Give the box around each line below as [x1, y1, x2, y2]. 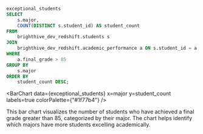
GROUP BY [6, 62, 29, 68]
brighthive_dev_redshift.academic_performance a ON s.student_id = [17, 45, 191, 52]
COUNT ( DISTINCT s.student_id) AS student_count [17, 22, 140, 28]
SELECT [6, 11, 23, 18]
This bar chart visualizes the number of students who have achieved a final [6, 108, 194, 115]
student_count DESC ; [17, 79, 69, 85]
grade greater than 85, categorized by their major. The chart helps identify [6, 115, 193, 122]
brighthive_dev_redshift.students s [17, 34, 111, 40]
